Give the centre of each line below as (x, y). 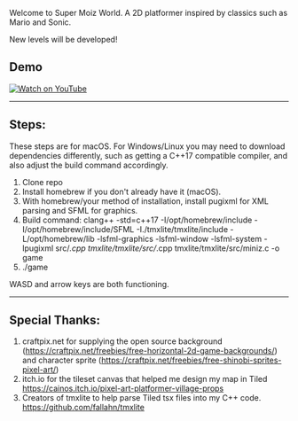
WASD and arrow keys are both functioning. (90, 284)
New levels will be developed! (63, 39)
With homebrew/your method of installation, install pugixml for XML (145, 201)
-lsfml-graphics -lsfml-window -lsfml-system (179, 238)
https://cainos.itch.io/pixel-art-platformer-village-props (123, 388)
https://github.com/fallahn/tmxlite (83, 408)
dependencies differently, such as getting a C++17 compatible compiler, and (149, 155)
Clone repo (43, 182)
